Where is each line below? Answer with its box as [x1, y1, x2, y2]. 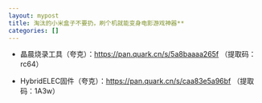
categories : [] [8, 26, 59, 34]
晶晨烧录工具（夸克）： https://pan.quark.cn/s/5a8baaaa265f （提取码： [19, 50, 256, 59]
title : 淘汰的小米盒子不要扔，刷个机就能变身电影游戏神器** [8, 19, 185, 27]
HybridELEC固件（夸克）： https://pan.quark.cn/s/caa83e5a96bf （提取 [19, 77, 255, 86]
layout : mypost [8, 11, 59, 20]
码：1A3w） [19, 86, 60, 96]
